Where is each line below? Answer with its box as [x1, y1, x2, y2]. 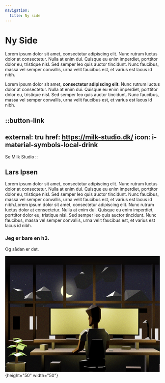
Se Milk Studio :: [5, 153, 38, 159]
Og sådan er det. [5, 246, 39, 252]
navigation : [5, 8, 29, 13]
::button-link [5, 116, 45, 125]
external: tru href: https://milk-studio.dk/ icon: [5, 133, 151, 142]
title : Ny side [9, 13, 41, 18]
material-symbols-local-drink [5, 141, 98, 149]
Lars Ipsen [5, 168, 38, 177]
